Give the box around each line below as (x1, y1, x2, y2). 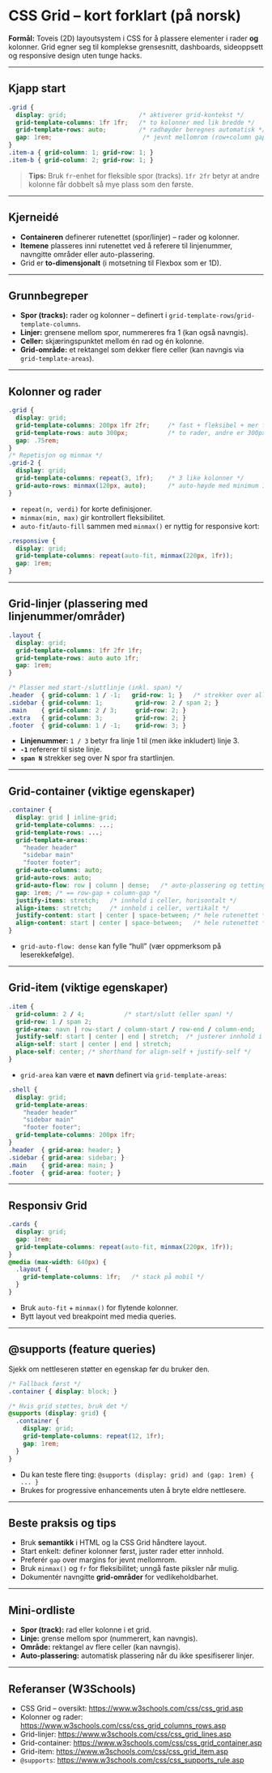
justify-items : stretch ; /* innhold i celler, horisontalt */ (15, 896, 237, 905)
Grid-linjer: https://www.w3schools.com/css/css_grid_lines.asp (19, 1729, 232, 1739)
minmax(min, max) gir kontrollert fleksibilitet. (19, 512, 166, 522)
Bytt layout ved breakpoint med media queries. (19, 1311, 176, 1321)
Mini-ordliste (8, 1603, 75, 1617)
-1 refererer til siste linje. (19, 745, 103, 755)
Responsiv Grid (8, 1198, 87, 1212)
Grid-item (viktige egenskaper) (8, 981, 168, 995)
